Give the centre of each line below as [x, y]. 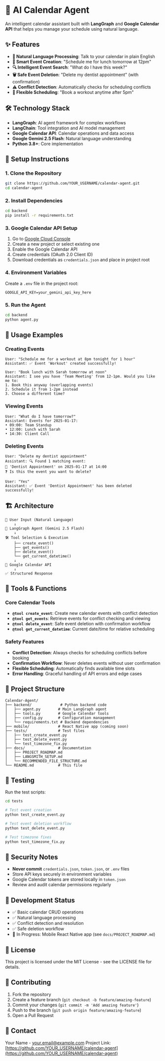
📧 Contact [21, 1031]
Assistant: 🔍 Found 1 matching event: [46, 461]
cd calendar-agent [24, 188]
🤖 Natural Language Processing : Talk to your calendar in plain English [83, 56]
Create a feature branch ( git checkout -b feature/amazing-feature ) [82, 999]
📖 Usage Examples [34, 335]
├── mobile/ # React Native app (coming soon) [67, 726]
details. [13, 967]
